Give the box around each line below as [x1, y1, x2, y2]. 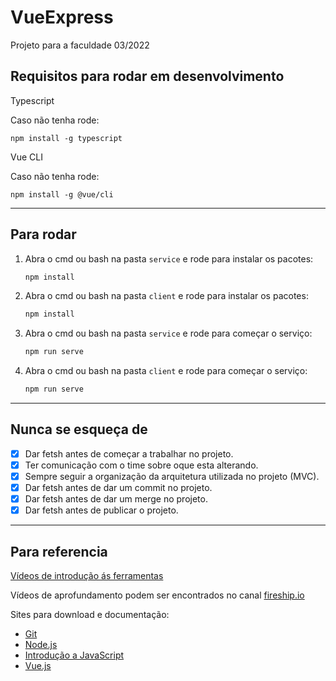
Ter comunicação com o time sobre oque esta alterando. [24, 459, 259, 471]
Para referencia [10, 543, 108, 560]
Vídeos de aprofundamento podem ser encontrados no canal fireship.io [10, 589, 305, 601]
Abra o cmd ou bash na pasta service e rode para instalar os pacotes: [24, 252, 314, 265]
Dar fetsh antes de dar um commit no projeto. [24, 482, 213, 494]
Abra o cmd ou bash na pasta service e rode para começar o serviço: [24, 327, 313, 340]
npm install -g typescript [10, 133, 123, 143]
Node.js [24, 639, 58, 651]
